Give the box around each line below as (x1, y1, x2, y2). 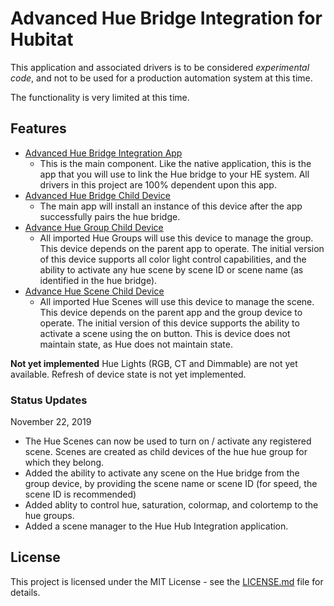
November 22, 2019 (10, 416, 92, 428)
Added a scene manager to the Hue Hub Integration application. (24, 520, 289, 532)
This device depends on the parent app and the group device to (39, 306, 303, 318)
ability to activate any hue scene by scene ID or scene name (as (39, 263, 304, 276)
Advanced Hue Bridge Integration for (10, 7, 323, 30)
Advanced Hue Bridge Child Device (24, 189, 171, 201)
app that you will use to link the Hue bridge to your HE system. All (39, 168, 310, 180)
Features (10, 120, 67, 137)
